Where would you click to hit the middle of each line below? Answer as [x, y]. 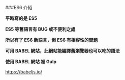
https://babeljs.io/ [24, 72]
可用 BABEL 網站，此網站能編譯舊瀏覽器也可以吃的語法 [63, 51]
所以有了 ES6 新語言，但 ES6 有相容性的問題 [52, 40]
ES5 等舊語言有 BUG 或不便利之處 [40, 29]
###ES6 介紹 [19, 7]
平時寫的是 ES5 [21, 18]
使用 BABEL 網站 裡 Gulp [31, 62]
